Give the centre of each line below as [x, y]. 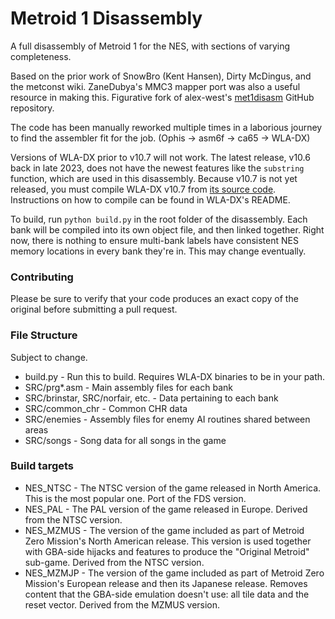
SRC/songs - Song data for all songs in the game [125, 440]
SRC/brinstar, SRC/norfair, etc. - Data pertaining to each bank [151, 398]
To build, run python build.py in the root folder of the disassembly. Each [159, 219]
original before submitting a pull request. [94, 309]
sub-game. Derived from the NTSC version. [114, 562]
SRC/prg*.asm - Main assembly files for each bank [128, 387]
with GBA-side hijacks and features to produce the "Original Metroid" [167, 551]
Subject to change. [49, 357]
